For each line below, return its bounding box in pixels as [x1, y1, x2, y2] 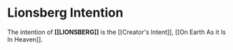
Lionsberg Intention [7, 5, 124, 21]
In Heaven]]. [7, 35, 43, 43]
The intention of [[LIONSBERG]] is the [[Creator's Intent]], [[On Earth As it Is [7, 28, 226, 36]
